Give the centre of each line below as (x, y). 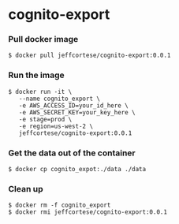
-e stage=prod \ (45, 119)
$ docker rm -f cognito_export (60, 205)
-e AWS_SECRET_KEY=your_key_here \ (77, 112)
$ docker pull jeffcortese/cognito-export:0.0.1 (89, 56)
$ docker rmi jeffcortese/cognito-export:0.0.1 (88, 212)
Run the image (36, 75)
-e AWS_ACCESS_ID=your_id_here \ (73, 105)
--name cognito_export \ (60, 99)
